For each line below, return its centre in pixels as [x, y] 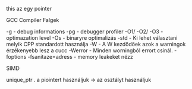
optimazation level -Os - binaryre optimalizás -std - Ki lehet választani [92, 38]
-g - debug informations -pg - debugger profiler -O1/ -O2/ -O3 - [85, 31]
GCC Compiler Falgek [33, 20]
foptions [16, 57]
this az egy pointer [29, 9]
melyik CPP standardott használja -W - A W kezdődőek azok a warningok [96, 44]
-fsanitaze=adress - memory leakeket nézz [81, 57]
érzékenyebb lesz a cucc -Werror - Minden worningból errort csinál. [90, 50]
